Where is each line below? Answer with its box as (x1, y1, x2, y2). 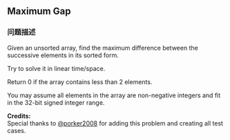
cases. (7, 126, 26, 134)
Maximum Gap (7, 6, 71, 17)
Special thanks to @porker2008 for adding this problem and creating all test (7, 119, 223, 127)
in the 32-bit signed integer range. (7, 98, 105, 106)
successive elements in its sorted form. (7, 51, 119, 59)
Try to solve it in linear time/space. (7, 64, 106, 72)
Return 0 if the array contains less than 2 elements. (7, 77, 153, 86)
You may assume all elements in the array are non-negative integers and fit (7, 91, 221, 99)
